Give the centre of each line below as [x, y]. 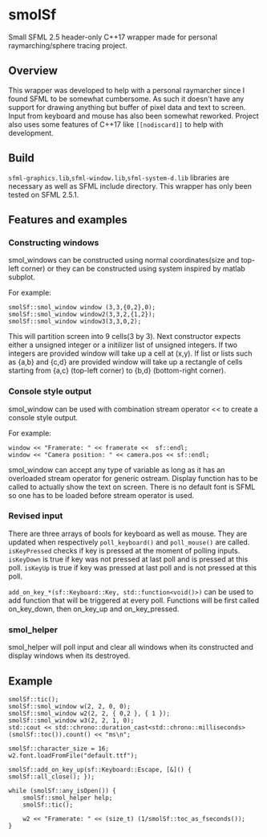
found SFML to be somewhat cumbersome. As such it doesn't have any [126, 99]
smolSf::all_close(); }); [51, 777]
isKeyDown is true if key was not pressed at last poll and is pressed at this [128, 559]
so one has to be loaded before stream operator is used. [101, 495]
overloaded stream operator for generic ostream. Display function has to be [133, 478]
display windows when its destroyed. [69, 655]
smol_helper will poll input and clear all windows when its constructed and [131, 647]
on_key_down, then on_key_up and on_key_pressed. [94, 609]
